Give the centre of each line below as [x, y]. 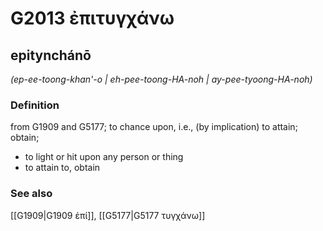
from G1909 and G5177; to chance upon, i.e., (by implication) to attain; [154, 127]
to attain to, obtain [62, 168]
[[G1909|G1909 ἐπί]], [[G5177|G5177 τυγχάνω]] [108, 215]
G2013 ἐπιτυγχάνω [92, 18]
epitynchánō [51, 55]
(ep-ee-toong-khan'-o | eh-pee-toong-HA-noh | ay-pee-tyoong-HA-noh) [161, 79]
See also [31, 194]
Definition [35, 105]
